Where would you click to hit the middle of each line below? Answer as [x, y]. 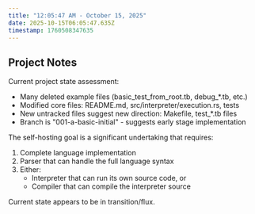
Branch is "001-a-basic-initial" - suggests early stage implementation [133, 122]
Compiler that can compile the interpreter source [111, 186]
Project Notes [43, 62]
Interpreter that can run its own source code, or [109, 178]
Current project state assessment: [64, 82]
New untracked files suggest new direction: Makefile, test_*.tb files [128, 114]
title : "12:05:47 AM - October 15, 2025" [78, 15]
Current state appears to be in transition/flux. [82, 202]
